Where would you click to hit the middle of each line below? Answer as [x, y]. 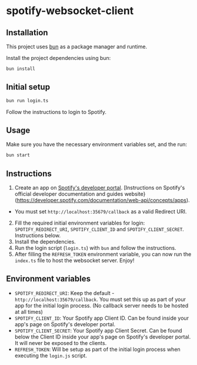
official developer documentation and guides [69, 194]
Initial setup [28, 87]
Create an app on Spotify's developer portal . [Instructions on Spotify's [100, 188]
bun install [21, 69]
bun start [18, 155]
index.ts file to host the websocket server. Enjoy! [74, 260]
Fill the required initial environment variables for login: [80, 223]
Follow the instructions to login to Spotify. [56, 112]
